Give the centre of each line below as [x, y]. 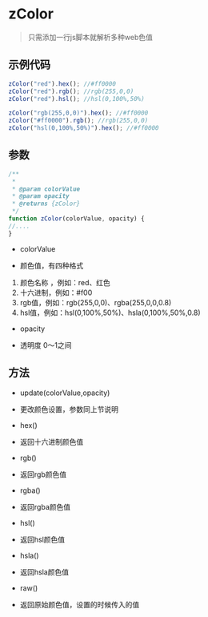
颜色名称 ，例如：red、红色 [65, 282]
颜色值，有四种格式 [52, 265]
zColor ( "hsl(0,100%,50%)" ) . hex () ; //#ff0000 [84, 128]
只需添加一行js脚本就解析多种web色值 [90, 37]
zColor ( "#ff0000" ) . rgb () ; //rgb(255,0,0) [78, 121]
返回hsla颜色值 [44, 572]
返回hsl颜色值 [42, 539]
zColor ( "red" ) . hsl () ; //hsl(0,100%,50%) [77, 99]
